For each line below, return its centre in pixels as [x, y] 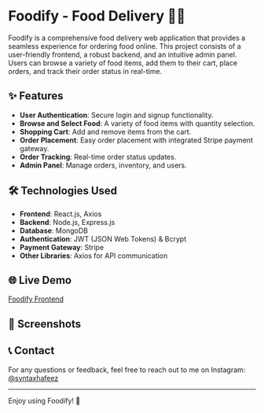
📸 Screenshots [45, 324]
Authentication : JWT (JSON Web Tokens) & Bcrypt [103, 238]
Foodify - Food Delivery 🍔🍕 [97, 16]
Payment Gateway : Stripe [62, 247]
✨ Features [36, 96]
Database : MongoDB [54, 230]
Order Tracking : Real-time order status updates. [98, 157]
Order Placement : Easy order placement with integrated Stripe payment [136, 140]
